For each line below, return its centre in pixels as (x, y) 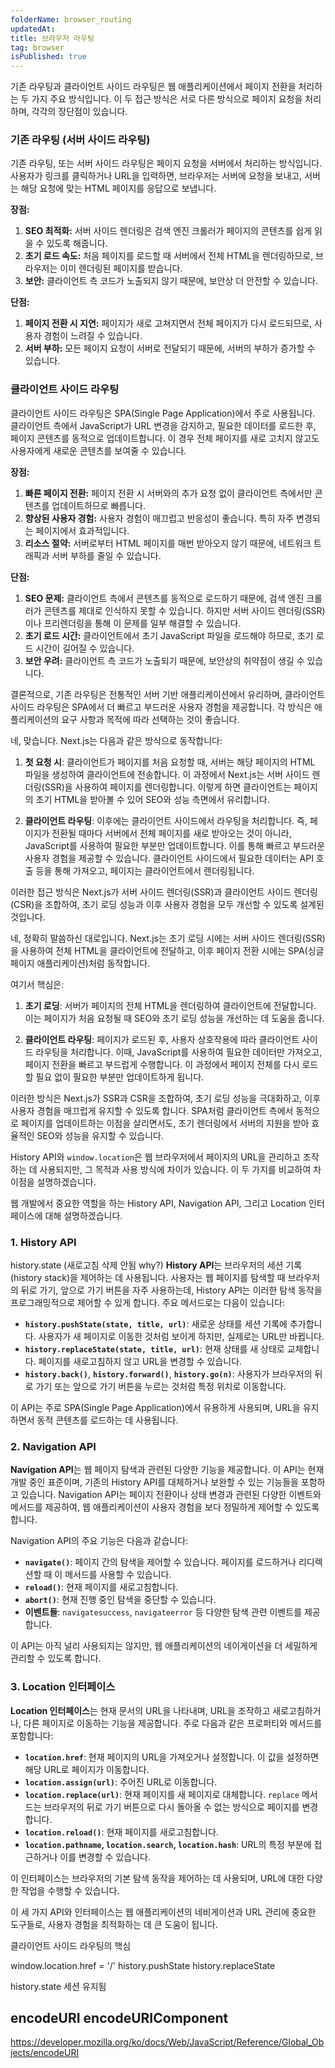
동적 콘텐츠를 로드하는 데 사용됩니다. (107, 1420)
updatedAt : (33, 29)
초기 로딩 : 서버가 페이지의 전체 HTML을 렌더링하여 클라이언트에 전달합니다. (170, 1005)
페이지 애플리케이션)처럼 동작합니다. (80, 963)
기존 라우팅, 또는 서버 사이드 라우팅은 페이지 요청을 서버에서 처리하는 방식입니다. (166, 163)
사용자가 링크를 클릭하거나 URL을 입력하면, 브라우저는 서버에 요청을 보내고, (156, 176)
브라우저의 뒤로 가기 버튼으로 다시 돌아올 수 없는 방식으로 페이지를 (171, 1807)
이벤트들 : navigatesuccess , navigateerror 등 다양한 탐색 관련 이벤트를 (163, 1612)
